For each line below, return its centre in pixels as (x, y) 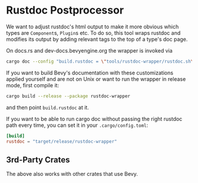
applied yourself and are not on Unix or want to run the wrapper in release (96, 79)
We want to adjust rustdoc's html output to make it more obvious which (93, 27)
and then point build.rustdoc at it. (48, 107)
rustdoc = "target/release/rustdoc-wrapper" (62, 141)
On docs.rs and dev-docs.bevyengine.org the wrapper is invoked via (89, 50)
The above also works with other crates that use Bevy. (72, 174)
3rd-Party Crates (38, 160)
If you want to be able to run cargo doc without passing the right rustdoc (94, 119)
